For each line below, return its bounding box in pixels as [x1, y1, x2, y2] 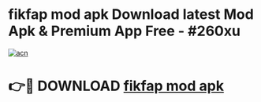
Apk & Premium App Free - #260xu [8, 22, 240, 40]
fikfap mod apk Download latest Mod [8, 5, 254, 24]
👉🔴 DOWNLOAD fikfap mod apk [8, 77, 225, 95]
